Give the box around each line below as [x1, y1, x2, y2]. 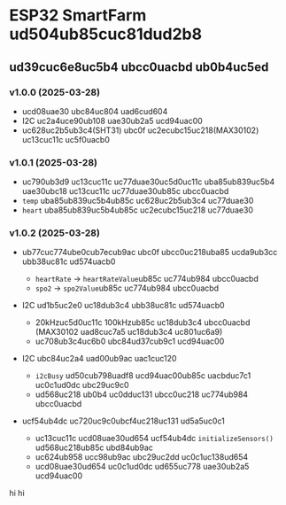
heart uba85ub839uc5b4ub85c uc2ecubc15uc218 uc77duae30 [21, 205, 254, 215]
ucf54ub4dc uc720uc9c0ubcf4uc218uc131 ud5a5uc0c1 [21, 416, 226, 426]
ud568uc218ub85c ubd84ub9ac [35, 442, 153, 453]
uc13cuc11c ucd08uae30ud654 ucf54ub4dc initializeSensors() [35, 433, 274, 444]
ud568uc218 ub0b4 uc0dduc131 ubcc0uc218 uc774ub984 [35, 389, 249, 400]
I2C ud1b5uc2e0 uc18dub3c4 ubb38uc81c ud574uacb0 [21, 300, 225, 311]
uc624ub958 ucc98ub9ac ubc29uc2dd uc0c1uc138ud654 [35, 452, 249, 462]
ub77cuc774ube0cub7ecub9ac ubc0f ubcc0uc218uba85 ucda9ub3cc [21, 247, 278, 258]
